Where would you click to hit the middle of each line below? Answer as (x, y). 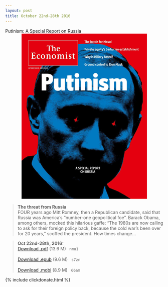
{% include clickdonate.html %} (38, 279)
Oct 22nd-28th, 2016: (41, 243)
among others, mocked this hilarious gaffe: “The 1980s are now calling (90, 223)
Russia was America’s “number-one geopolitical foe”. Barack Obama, (89, 217)
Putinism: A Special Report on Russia (43, 31)
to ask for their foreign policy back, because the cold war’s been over (89, 228)
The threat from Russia (42, 207)
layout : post (19, 11)
